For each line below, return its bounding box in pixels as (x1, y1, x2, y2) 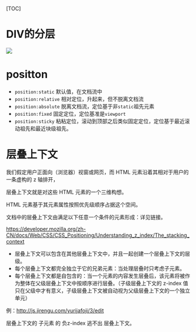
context (6, 237, 25, 245)
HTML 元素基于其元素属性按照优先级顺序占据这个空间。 (6, 201, 141, 208)
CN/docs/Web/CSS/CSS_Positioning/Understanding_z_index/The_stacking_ (6, 232, 190, 239)
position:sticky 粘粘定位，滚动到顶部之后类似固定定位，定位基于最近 (14, 118, 185, 125)
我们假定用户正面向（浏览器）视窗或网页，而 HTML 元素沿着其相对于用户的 (6, 168, 189, 175)
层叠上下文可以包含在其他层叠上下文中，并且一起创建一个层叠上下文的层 (14, 250, 190, 257)
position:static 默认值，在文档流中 (14, 88, 103, 95)
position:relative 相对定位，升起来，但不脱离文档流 (14, 95, 144, 102)
